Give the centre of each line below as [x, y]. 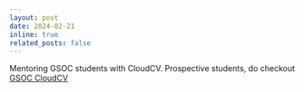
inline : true [34, 34]
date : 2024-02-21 [42, 26]
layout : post [34, 18]
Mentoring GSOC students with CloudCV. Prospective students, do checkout [152, 69]
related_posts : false [50, 43]
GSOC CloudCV [39, 78]
